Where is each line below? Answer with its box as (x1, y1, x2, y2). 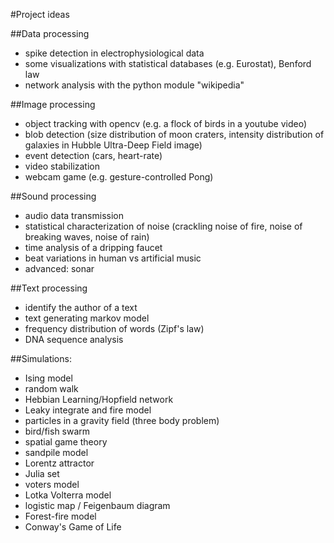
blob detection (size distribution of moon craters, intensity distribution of (24, 129, 325, 140)
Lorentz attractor (24, 457, 95, 469)
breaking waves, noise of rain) (24, 231, 150, 243)
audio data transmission (24, 210, 124, 221)
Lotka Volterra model (24, 489, 112, 501)
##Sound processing (10, 190, 97, 202)
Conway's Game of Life (24, 521, 122, 533)
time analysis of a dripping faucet (24, 242, 163, 253)
